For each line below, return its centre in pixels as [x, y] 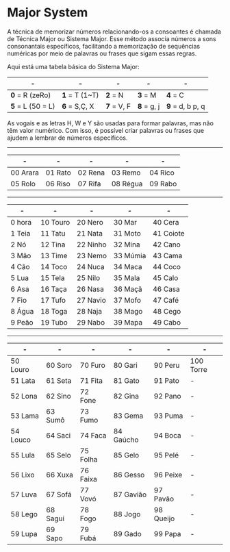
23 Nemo [92, 255]
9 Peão [22, 322]
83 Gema [128, 416]
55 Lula [23, 455]
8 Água [22, 311]
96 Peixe [168, 475]
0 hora [21, 222]
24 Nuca [90, 266]
